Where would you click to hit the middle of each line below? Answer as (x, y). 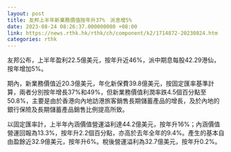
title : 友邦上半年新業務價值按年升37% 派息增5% (70, 20)
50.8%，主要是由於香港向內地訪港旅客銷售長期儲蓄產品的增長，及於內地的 (113, 101)
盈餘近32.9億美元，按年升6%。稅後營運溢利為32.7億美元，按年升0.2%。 (117, 142)
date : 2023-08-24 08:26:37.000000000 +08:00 (72, 26)
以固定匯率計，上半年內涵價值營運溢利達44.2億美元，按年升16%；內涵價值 (114, 124)
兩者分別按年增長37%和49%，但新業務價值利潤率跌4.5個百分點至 (113, 92)
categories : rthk (32, 40)
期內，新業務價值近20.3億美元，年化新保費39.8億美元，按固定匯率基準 (108, 83)
